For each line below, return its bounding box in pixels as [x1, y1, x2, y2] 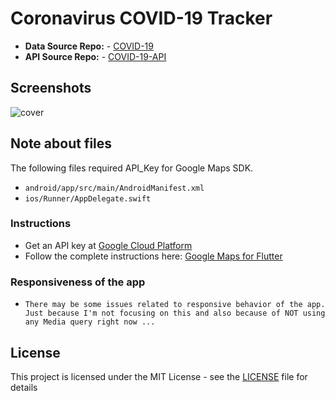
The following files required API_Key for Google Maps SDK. [10, 162, 254, 174]
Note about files [10, 135, 113, 152]
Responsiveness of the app [10, 275, 146, 289]
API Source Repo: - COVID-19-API [24, 50, 167, 62]
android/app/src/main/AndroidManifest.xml [24, 183, 205, 193]
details [10, 381, 38, 393]
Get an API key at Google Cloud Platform [24, 239, 193, 251]
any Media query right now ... [24, 317, 156, 327]
